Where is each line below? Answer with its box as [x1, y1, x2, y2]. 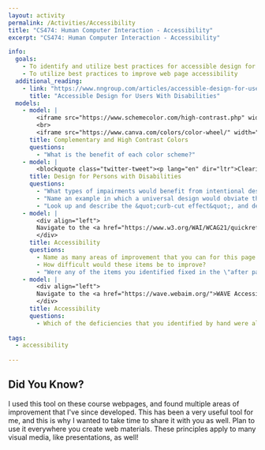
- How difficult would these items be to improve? [36, 261, 207, 268]
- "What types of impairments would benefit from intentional [36, 187, 245, 195]
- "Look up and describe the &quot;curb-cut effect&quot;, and [36, 202, 248, 210]
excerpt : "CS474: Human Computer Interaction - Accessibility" [8, 33, 221, 42]
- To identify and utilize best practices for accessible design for [22, 62, 256, 71]
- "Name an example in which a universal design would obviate [36, 194, 248, 202]
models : [15, 99, 41, 107]
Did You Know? [8, 378, 84, 392]
